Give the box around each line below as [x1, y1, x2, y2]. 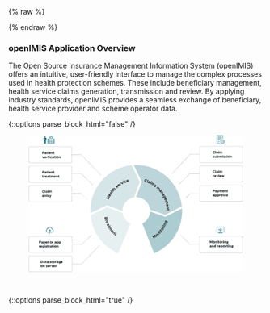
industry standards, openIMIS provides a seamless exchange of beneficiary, [8, 95, 262, 105]
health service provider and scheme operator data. [8, 104, 178, 114]
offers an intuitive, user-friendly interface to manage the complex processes [8, 69, 263, 79]
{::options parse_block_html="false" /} [8, 119, 136, 129]
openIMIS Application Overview [8, 42, 136, 53]
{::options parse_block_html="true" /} [8, 294, 133, 305]
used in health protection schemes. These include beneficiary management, [8, 78, 263, 88]
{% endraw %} [8, 23, 58, 31]
